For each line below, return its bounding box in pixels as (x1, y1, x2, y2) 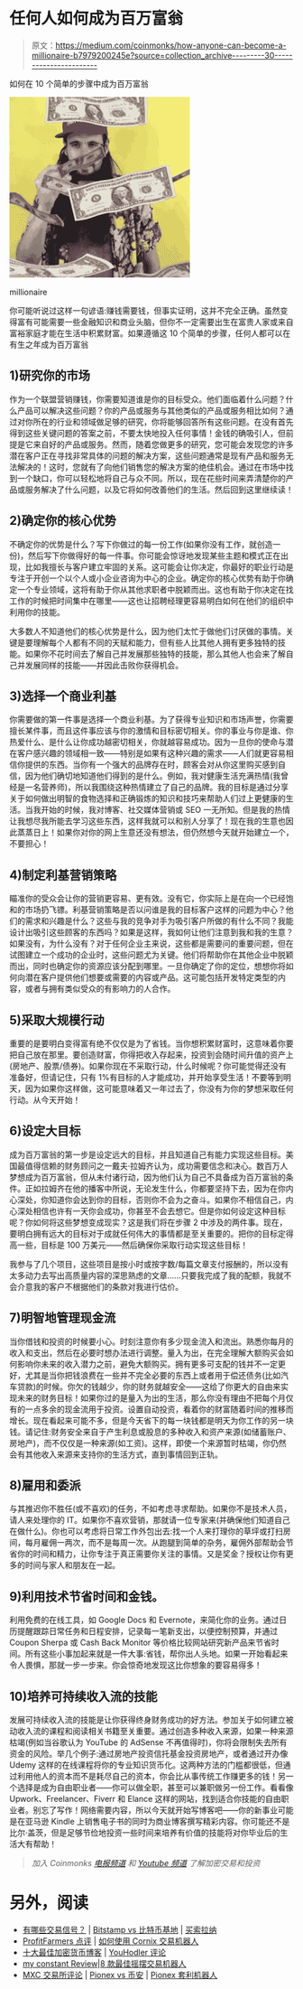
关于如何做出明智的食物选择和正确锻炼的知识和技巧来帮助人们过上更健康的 (9, 793, 286, 804)
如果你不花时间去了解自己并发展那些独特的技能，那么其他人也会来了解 (24, 648, 286, 659)
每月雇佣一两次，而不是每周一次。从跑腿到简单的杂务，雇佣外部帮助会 (24, 1537, 286, 1548)
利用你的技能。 (9, 606, 65, 617)
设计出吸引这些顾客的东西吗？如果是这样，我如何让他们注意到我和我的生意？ (9, 927, 294, 938)
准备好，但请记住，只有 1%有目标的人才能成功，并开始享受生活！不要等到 (9, 1072, 284, 1082)
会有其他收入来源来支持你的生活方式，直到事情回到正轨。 (9, 1449, 223, 1460)
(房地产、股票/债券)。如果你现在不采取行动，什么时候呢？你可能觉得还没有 (9, 1060, 287, 1071)
